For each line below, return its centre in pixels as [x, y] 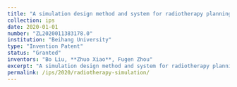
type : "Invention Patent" [45, 46]
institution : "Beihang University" [60, 40]
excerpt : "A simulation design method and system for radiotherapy [109, 66]
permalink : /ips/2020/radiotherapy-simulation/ [79, 72]
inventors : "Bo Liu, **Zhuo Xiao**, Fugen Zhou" [80, 60]
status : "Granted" [34, 53]
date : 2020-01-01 [33, 27]
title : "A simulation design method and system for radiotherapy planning [120, 14]
